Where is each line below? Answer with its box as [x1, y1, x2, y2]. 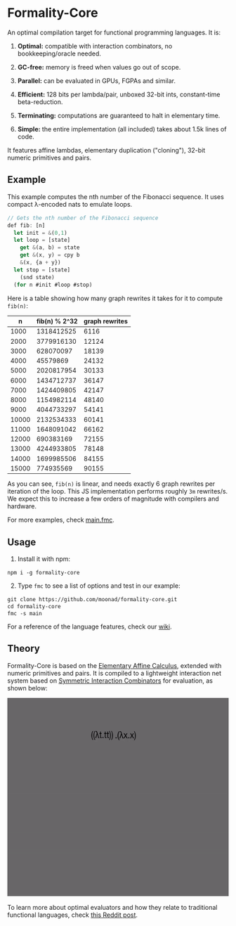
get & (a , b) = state [20, 244, 80, 251]
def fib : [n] [7, 221, 46, 229]
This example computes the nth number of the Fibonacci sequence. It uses [7, 192, 225, 201]
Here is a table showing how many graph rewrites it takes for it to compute [7, 294, 223, 302]
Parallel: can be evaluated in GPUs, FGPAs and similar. [17, 76, 176, 85]
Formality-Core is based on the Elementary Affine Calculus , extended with [7, 661, 222, 669]
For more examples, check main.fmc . [7, 515, 114, 525]
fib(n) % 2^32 [36, 317, 79, 325]
